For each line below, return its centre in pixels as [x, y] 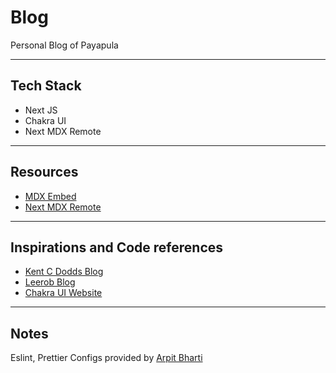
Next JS [41, 110]
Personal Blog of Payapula [64, 45]
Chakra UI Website [63, 293]
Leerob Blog [50, 282]
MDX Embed [50, 196]
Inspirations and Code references [117, 247]
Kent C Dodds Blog [64, 272]
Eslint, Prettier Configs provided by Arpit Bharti [106, 358]
